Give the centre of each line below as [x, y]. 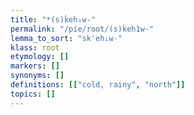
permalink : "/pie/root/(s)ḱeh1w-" [82, 29]
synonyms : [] [37, 76]
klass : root [35, 47]
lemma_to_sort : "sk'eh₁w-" [66, 38]
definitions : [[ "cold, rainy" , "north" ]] [98, 85]
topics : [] [33, 94]
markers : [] [35, 66]
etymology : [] [40, 57]
